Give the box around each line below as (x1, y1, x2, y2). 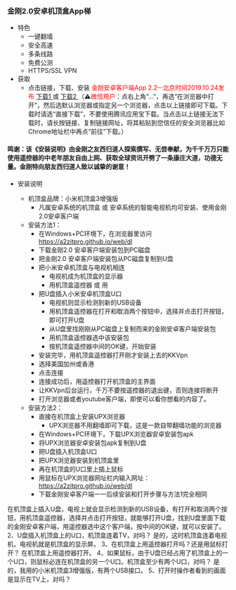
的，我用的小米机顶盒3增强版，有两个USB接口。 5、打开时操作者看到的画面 (7, 566, 226, 575)
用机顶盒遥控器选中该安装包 (48, 333, 130, 342)
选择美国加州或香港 (38, 359, 95, 368)
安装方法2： (27, 403, 63, 412)
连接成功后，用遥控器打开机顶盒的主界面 (38, 377, 156, 385)
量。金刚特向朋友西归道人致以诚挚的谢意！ (7, 162, 131, 170)
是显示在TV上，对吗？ (7, 575, 72, 583)
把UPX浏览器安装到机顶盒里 (38, 456, 119, 464)
